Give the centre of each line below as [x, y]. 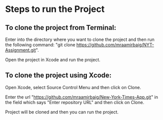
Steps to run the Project [55, 9]
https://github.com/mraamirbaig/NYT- [115, 45]
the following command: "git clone [40, 45]
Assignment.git [21, 50]
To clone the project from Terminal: [61, 28]
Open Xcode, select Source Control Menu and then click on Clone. [73, 87]
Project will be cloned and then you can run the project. [62, 112]
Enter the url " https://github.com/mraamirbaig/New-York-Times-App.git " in [81, 97]
